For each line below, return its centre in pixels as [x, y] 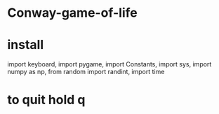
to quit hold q [46, 100]
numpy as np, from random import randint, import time [86, 72]
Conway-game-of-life [73, 13]
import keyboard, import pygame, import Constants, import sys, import [109, 64]
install [26, 45]
